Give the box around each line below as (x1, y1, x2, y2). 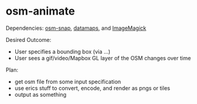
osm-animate (5, 4, 76, 18)
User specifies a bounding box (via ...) (14, 47, 111, 55)
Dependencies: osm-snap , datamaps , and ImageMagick (5, 24, 147, 32)
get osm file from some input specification (14, 78, 121, 85)
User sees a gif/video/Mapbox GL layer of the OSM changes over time (14, 54, 192, 61)
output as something (14, 91, 66, 98)
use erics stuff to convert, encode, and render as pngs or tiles (14, 84, 170, 92)
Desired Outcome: (5, 36, 52, 43)
